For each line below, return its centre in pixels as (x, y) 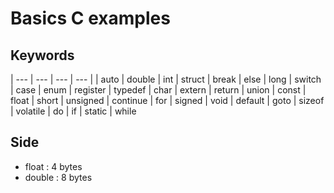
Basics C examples (90, 18)
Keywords (42, 55)
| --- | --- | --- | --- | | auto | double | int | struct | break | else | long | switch (166, 79)
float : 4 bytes (53, 166)
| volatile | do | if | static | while (73, 111)
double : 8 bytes (58, 177)
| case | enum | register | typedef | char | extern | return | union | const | (158, 90)
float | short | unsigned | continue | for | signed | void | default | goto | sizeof (167, 100)
